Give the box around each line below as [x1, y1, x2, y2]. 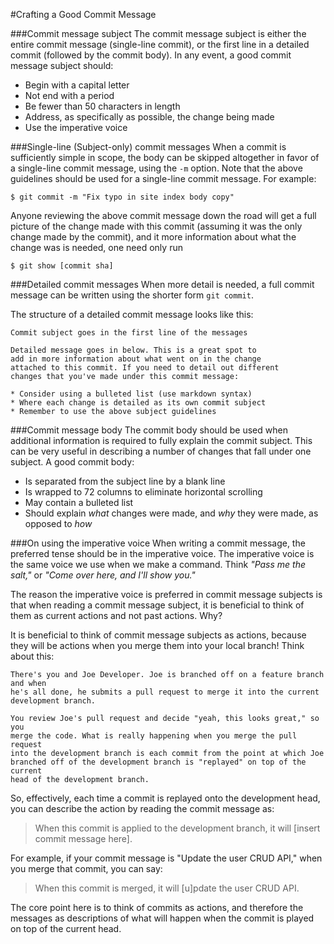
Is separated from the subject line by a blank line [24, 475, 226, 487]
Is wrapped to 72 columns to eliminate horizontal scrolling [24, 486, 263, 498]
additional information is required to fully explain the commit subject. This [10, 435, 313, 446]
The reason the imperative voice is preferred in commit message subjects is [10, 589, 323, 600]
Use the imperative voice [24, 122, 128, 133]
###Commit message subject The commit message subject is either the [10, 28, 307, 39]
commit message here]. [34, 833, 133, 844]
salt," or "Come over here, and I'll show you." [10, 569, 196, 581]
